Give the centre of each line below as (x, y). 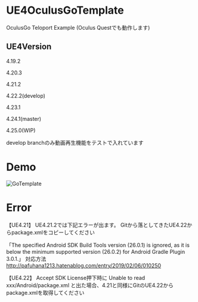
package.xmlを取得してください (45, 292)
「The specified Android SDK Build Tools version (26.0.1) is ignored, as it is (98, 245)
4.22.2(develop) (26, 95)
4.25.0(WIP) (21, 130)
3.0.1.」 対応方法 (26, 259)
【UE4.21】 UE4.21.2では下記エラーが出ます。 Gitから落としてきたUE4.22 (97, 225)
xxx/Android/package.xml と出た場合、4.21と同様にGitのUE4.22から (90, 285)
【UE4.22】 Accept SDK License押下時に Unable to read (76, 278)
